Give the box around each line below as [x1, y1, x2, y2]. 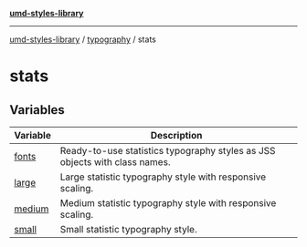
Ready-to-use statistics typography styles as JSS [59, 145, 276, 157]
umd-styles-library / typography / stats [9, 34, 157, 45]
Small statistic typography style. [59, 223, 198, 235]
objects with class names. [59, 156, 171, 168]
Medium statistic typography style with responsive [59, 197, 277, 209]
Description [150, 129, 203, 141]
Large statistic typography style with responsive [59, 170, 267, 183]
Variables [9, 102, 66, 118]
